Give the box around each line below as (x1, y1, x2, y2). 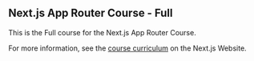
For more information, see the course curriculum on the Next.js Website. (8, 43, 247, 53)
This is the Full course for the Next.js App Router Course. (8, 27, 196, 37)
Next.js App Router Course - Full (8, 6, 173, 20)
